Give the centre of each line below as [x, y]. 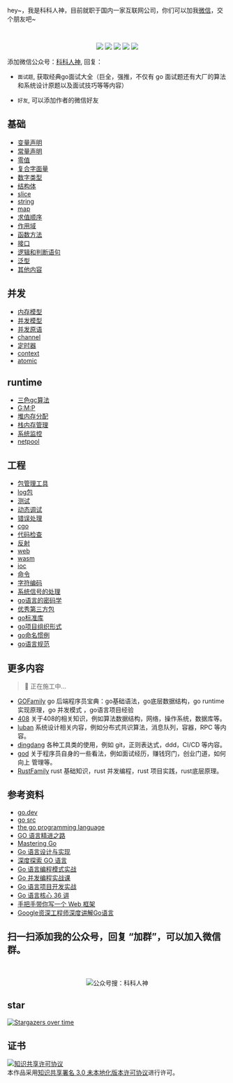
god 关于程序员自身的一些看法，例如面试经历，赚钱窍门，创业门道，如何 [122, 753]
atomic [27, 360]
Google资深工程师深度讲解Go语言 [66, 913]
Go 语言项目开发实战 [47, 886]
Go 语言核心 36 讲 [43, 895]
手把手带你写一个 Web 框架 [56, 904]
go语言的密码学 [39, 601]
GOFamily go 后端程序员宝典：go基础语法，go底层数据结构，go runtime [121, 701]
